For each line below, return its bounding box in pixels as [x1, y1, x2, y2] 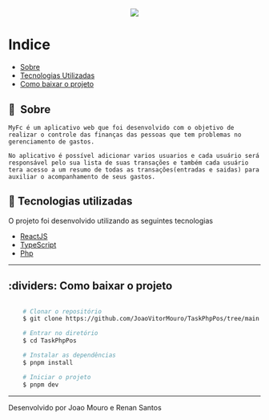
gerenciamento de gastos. [8, 137, 94, 146]
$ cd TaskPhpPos [22, 337, 78, 345]
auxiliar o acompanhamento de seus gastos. [8, 172, 156, 180]
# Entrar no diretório [22, 329, 98, 337]
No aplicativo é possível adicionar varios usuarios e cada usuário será [8, 151, 260, 160]
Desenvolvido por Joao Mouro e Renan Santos [8, 402, 162, 412]
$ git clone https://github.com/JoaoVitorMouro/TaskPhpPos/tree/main [22, 315, 260, 323]
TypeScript [19, 240, 57, 249]
